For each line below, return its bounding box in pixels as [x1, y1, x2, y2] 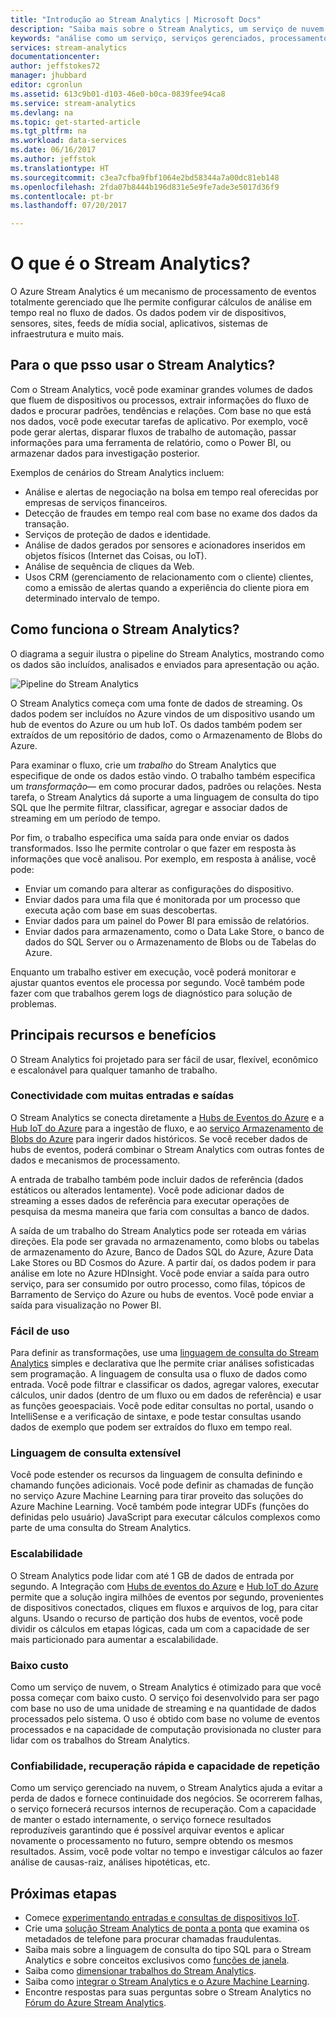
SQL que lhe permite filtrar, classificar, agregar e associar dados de [10, 801, 288, 813]
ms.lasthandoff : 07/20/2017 [10, 201, 128, 211]
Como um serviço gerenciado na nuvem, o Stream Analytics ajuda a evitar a [10, 1782, 323, 1794]
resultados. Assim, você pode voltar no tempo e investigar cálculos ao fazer [10, 1846, 323, 1858]
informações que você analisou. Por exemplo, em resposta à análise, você [10, 852, 317, 865]
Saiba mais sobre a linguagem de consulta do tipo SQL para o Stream [24, 1944, 312, 1956]
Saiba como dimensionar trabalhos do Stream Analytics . [24, 1965, 257, 1977]
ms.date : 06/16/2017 [10, 145, 97, 155]
